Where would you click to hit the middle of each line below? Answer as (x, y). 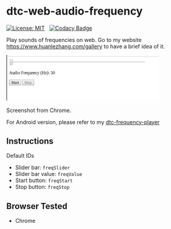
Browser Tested (37, 206)
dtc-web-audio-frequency (75, 11)
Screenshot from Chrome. (39, 110)
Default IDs (20, 156)
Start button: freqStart (44, 180)
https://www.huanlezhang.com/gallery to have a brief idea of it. (86, 46)
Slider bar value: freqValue (49, 174)
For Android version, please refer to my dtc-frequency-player (83, 122)
